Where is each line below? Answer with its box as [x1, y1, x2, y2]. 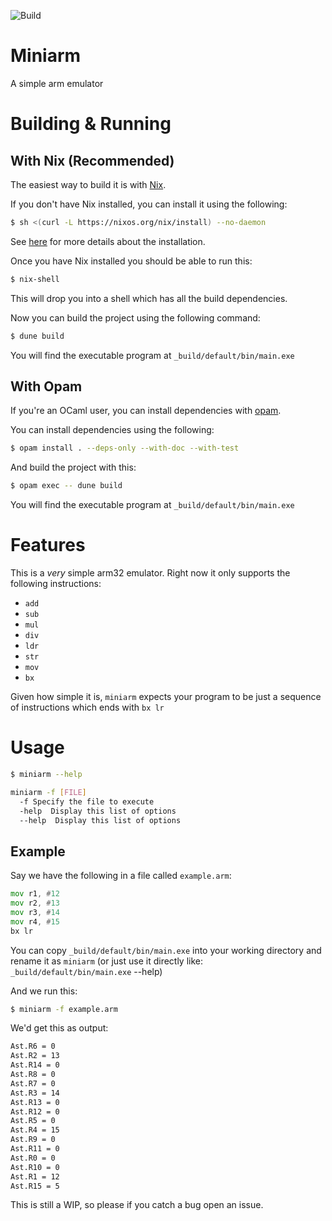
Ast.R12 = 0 [10, 1106, 60, 1117]
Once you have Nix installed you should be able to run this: [10, 255, 253, 267]
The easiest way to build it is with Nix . [10, 178, 167, 190]
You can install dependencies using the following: [10, 424, 215, 436]
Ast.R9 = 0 [10, 1135, 56, 1145]
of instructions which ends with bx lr [10, 701, 165, 714]
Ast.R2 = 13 [10, 1051, 60, 1061]
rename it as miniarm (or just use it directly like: [10, 955, 204, 967]
